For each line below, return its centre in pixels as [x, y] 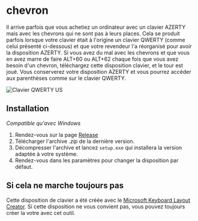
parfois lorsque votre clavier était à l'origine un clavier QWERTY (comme [96, 40]
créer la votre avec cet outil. [41, 213]
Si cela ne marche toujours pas [65, 186]
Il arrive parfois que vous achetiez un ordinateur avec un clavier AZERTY [96, 27]
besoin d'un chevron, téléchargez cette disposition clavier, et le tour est [95, 65]
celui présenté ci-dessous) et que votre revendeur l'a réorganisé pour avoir [99, 46]
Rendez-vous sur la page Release [56, 135]
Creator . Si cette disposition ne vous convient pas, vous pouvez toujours [96, 206]
